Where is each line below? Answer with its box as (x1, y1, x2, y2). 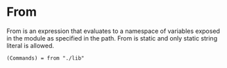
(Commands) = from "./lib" (6, 54, 85, 62)
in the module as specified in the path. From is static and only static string (6, 34, 218, 42)
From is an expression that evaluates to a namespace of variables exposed (6, 27, 220, 35)
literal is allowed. (6, 41, 55, 49)
